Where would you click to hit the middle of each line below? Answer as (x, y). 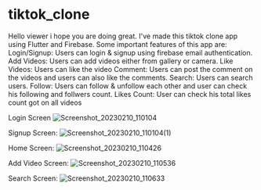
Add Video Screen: (38, 163)
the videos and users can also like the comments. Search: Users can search (130, 77)
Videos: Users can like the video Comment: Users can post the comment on (130, 69)
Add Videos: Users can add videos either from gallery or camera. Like (121, 61)
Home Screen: (31, 148)
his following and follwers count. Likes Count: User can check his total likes (130, 94)
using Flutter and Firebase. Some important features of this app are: (118, 44)
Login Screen (30, 117)
